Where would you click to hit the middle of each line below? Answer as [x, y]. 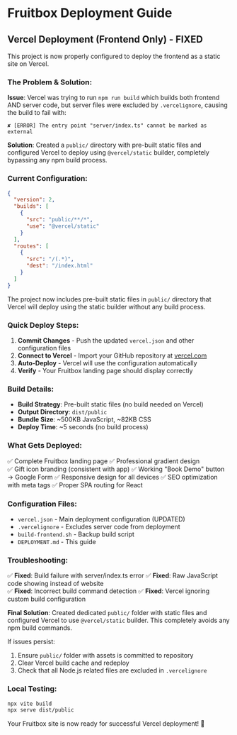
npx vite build [30, 704]
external [20, 132]
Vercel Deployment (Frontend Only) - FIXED [105, 39]
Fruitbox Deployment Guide [90, 13]
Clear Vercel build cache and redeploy [73, 663]
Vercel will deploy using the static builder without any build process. [106, 306]
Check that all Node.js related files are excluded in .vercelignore [112, 670]
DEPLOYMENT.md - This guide [57, 541]
